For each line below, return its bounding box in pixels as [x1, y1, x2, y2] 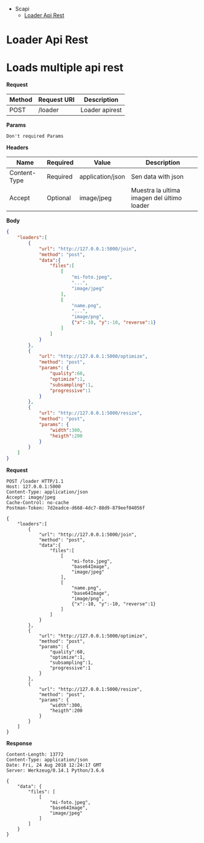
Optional [46, 194, 71, 202]
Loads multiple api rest [6, 61, 124, 75]
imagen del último [131, 194, 182, 202]
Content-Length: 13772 [6, 752, 64, 758]
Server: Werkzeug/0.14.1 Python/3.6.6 [6, 767, 104, 774]
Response [6, 740, 32, 747]
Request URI [38, 96, 75, 104]
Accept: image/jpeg [6, 494, 56, 500]
